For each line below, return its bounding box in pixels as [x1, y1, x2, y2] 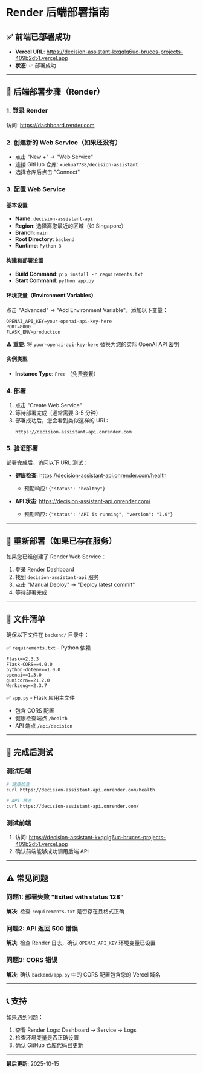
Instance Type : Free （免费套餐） [14, 370, 99, 377]
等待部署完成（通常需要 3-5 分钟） [14, 409, 101, 416]
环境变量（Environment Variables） [6, 291, 97, 299]
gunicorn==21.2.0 [6, 677, 50, 683]
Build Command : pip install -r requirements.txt [14, 271, 143, 278]
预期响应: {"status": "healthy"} [24, 485, 106, 492]
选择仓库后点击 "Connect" [14, 168, 80, 175]
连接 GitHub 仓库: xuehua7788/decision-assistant [14, 160, 138, 168]
